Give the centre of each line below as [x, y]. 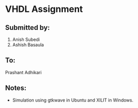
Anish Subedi [26, 39]
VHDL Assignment [44, 9]
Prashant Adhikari [23, 72]
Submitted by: [28, 28]
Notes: [16, 88]
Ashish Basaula [28, 45]
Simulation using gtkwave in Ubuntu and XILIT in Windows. [73, 100]
